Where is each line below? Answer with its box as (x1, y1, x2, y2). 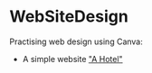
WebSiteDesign (9, 6, 128, 27)
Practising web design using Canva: (9, 36, 143, 47)
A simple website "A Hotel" (22, 53, 124, 64)
